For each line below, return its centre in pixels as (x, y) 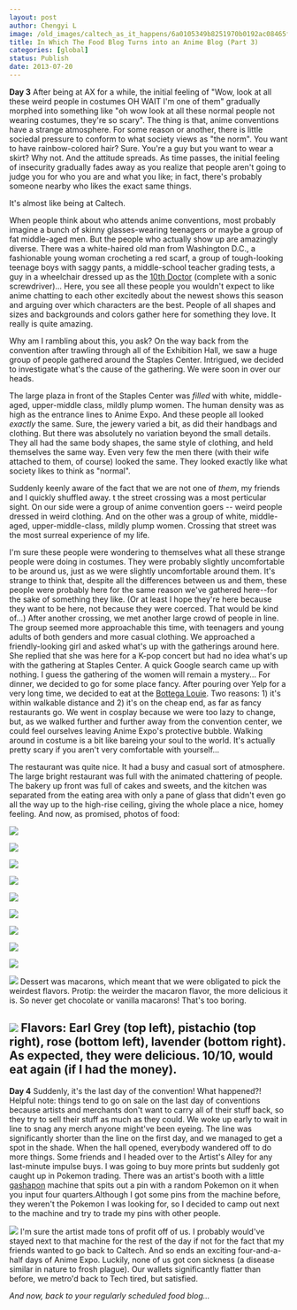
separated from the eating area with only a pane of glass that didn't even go (148, 795)
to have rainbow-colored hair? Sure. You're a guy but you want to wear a (141, 148)
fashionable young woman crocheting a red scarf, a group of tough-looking (146, 258)
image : (21, 34)
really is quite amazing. (51, 323)
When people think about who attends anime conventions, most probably (143, 220)
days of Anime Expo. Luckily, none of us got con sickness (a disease (150, 1260)
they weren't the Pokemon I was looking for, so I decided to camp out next (145, 1204)
